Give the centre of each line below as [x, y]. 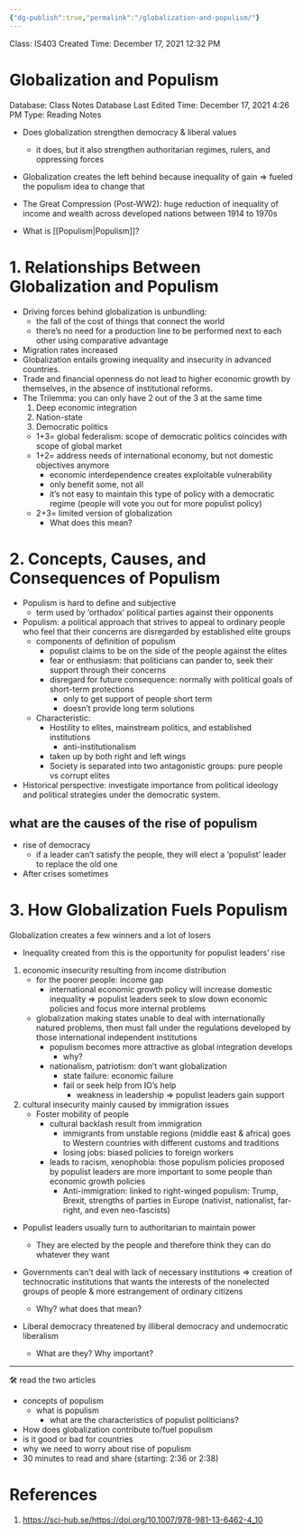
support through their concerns [108, 670]
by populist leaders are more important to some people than [161, 1172]
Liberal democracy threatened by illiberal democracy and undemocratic [155, 1326]
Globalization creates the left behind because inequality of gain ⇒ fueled [157, 176]
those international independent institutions [116, 1037]
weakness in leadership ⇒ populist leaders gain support [180, 1095]
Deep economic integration [86, 407]
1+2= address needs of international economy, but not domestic [155, 455]
